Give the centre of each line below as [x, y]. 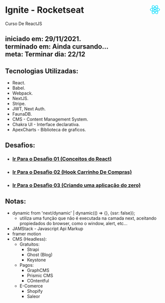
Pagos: [27, 265]
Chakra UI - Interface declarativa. [46, 125]
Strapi [33, 250]
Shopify [35, 291]
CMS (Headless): [29, 239]
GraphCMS [38, 270]
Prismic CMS [40, 276]
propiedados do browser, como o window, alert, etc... [73, 224]
